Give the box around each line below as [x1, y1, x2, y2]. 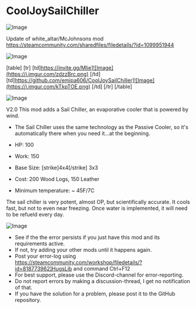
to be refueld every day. [6, 211, 64, 218]
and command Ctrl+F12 [73, 265, 130, 272]
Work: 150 [14, 152, 40, 160]
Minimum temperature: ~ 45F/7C [14, 187, 95, 194]
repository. [14, 296, 41, 303]
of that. [14, 284, 32, 291]
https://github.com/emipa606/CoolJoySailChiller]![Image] [14, 77, 155, 84]
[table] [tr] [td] [6, 64, 41, 71]
